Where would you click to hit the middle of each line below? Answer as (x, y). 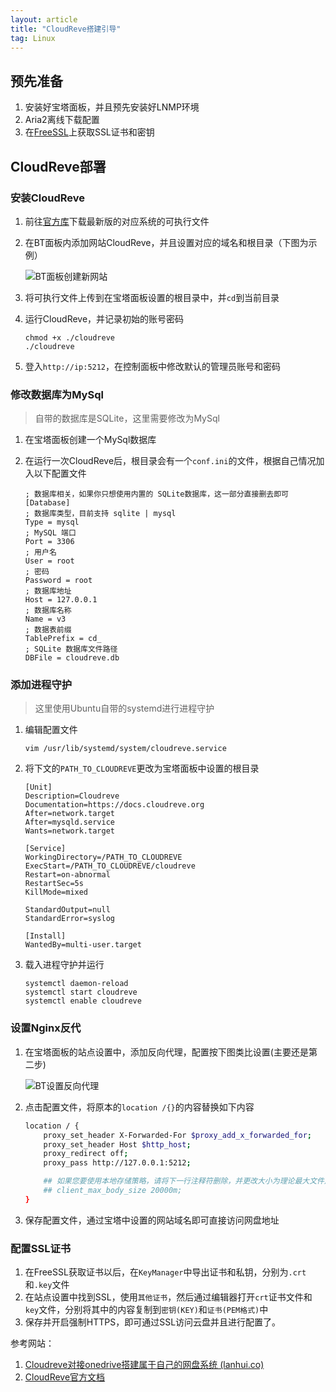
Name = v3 (45, 619)
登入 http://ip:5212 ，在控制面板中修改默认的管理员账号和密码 (153, 366)
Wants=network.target (69, 831)
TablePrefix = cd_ (63, 639)
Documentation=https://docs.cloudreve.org (114, 805)
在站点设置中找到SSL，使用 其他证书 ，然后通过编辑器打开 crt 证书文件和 (168, 1297)
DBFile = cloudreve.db (72, 658)
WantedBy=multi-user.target (83, 945)
